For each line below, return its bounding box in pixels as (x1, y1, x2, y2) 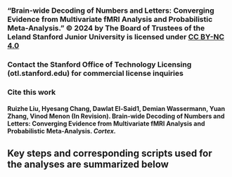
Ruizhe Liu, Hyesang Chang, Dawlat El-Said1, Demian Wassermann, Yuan (7, 105, 226, 113)
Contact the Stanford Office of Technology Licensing (7, 59, 192, 69)
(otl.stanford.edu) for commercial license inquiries (7, 68, 184, 78)
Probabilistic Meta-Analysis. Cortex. (7, 127, 116, 136)
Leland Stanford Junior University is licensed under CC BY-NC (7, 32, 225, 41)
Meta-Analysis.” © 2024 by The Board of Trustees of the (7, 23, 205, 33)
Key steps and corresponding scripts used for (7, 147, 212, 159)
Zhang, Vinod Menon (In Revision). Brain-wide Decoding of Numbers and (7, 112, 225, 121)
